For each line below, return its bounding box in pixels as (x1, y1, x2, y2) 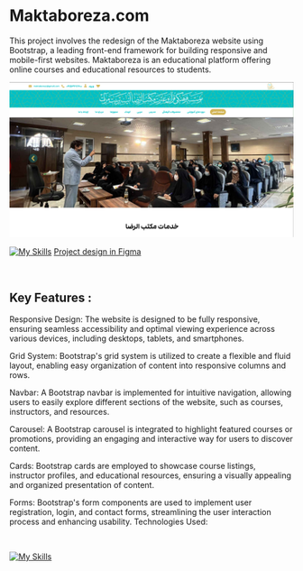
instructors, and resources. (9, 406, 110, 417)
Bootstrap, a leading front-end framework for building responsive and (9, 44, 268, 55)
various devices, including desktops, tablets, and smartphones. (9, 333, 245, 344)
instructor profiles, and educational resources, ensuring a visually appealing (9, 470, 291, 481)
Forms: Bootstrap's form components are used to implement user (9, 497, 252, 508)
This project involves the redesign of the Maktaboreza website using (9, 35, 264, 46)
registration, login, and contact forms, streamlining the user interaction (9, 506, 272, 517)
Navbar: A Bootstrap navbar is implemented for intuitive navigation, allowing (9, 387, 292, 398)
